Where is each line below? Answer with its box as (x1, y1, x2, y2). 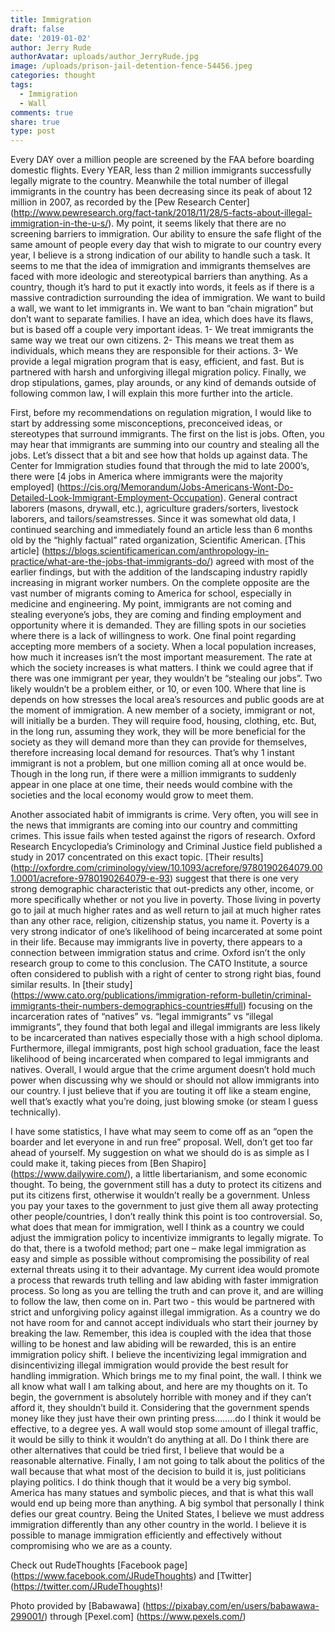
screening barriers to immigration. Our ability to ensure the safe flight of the (10, 228, 322, 240)
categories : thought (10, 71, 97, 81)
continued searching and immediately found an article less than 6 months (10, 524, 313, 536)
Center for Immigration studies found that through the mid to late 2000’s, (10, 460, 310, 472)
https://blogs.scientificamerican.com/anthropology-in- (44, 545, 270, 557)
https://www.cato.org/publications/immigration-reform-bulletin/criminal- (13, 989, 312, 1001)
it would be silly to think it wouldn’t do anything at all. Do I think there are (10, 1434, 310, 1446)
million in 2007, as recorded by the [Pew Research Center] (10, 196, 250, 208)
